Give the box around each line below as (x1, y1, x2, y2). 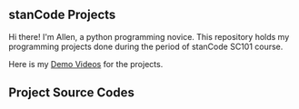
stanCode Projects (8, 7, 116, 23)
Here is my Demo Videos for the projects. (8, 58, 164, 69)
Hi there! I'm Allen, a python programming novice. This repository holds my (8, 31, 290, 42)
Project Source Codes (8, 85, 135, 101)
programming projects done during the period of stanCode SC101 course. (8, 41, 284, 52)
